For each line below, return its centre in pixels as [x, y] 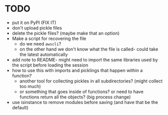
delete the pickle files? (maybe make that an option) [66, 33]
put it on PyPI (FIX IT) [34, 22]
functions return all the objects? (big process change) [75, 97]
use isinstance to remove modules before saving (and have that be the [85, 102]
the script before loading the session [50, 65]
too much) [30, 86]
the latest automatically [44, 54]
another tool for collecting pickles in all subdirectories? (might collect [91, 81]
